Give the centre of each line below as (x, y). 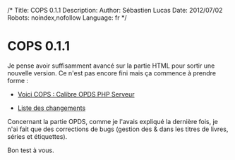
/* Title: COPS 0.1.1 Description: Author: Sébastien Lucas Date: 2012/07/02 (115, 10)
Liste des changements (52, 108)
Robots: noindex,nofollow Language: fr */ (67, 18)
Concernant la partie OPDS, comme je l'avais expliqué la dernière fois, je (113, 121)
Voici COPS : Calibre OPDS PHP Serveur (76, 94)
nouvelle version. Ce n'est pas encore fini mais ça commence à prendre (112, 73)
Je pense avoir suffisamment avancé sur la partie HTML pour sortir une (111, 66)
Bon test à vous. (31, 150)
